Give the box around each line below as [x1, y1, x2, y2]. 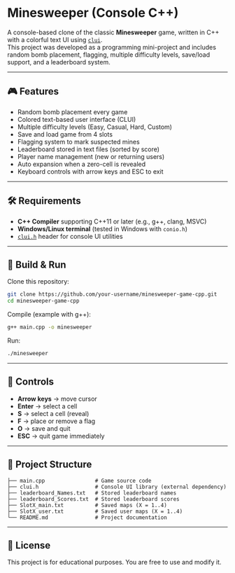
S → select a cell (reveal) [17, 409, 90, 417]
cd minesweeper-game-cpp [7, 298, 80, 305]
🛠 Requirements [7, 195, 82, 207]
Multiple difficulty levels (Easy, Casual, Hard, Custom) [17, 123, 173, 131]
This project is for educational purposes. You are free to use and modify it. [7, 558, 222, 567]
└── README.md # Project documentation [7, 513, 168, 521]
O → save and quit [17, 424, 71, 432]
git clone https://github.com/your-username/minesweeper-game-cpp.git [7, 291, 218, 298]
